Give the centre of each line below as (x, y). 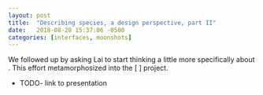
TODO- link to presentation (63, 83)
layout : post (30, 15)
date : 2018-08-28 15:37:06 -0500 (67, 30)
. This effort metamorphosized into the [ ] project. (88, 68)
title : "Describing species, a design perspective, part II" (112, 23)
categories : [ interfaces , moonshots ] (70, 37)
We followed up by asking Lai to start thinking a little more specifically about (131, 60)
